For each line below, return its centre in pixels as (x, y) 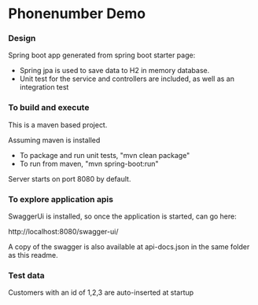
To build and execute (49, 108)
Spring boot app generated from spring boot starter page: (102, 55)
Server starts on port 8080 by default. (70, 178)
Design (22, 39)
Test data (26, 276)
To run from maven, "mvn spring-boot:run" (89, 164)
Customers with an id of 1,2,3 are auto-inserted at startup (101, 292)
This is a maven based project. (58, 125)
